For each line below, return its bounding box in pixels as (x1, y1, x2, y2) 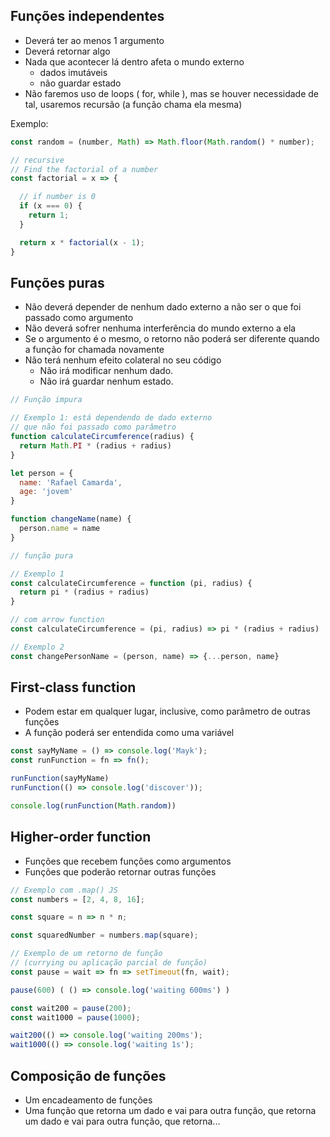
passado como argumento (24, 312, 134, 324)
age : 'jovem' (19, 487, 74, 497)
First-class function (10, 679, 137, 696)
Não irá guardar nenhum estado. (39, 375, 174, 388)
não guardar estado (39, 77, 122, 89)
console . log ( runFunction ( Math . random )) (10, 800, 177, 811)
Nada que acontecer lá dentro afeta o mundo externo (24, 55, 245, 68)
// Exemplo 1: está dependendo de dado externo (10, 413, 213, 423)
